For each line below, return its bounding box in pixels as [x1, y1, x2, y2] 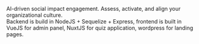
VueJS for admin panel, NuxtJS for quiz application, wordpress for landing [6, 24, 194, 31]
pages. [6, 31, 24, 38]
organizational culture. [6, 11, 63, 19]
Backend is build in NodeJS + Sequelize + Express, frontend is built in [6, 18, 182, 25]
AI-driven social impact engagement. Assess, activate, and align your [6, 5, 181, 12]
